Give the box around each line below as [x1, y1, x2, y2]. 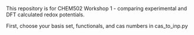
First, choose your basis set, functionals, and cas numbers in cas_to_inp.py [6, 23, 188, 29]
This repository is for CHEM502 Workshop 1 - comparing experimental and [6, 5, 187, 12]
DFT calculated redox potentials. [6, 11, 85, 18]
